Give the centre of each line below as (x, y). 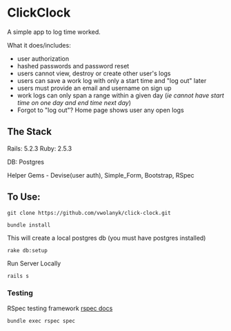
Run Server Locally (34, 263)
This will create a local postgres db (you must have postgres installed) (107, 238)
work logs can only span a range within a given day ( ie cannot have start (120, 95)
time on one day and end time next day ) (74, 102)
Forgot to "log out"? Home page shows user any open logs (100, 110)
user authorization (43, 58)
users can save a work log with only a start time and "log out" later (112, 80)
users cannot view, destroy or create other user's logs (94, 73)
